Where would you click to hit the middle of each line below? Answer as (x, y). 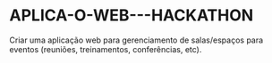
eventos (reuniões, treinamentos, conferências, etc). (106, 49)
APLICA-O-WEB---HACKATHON (132, 16)
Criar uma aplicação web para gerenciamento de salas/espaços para (136, 40)
